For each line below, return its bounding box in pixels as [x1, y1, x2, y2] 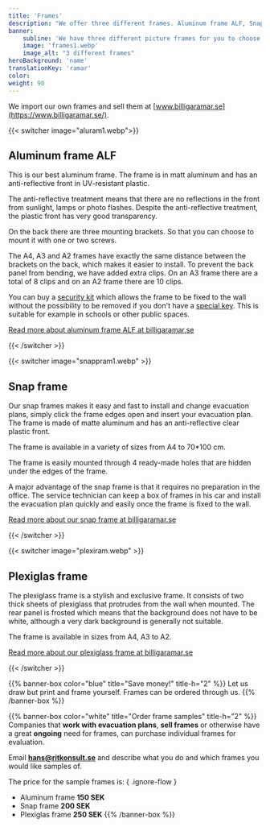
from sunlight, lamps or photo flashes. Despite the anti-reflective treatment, [8, 203, 259, 213]
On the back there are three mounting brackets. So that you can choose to [8, 227, 255, 237]
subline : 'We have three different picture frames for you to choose [22, 34, 261, 43]
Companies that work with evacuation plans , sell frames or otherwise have [8, 720, 260, 730]
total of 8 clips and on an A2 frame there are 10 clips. [8, 277, 183, 287]
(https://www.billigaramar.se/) [8, 110, 107, 119]
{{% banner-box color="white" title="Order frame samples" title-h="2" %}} [8, 711, 257, 721]
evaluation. [8, 737, 45, 746]
